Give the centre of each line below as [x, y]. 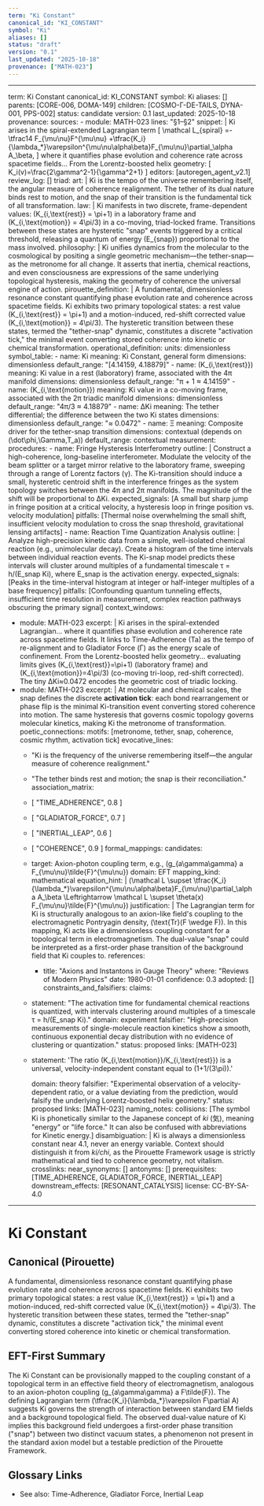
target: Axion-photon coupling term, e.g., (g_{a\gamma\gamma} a [137, 863]
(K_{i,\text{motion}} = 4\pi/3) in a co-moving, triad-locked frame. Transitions [132, 222]
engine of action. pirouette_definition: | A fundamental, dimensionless [121, 289]
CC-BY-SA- [231, 1185]
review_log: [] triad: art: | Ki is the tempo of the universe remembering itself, [130, 180]
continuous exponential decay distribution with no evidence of [132, 1036]
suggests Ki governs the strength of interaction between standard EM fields [131, 1408]
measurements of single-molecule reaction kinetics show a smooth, [141, 1028]
